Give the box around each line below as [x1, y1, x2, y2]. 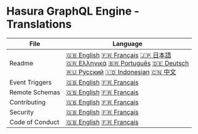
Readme [9, 59, 34, 67]
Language [113, 39, 143, 48]
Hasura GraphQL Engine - [6, 4, 140, 18]
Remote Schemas [9, 87, 60, 96]
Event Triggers [9, 78, 52, 86]
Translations [6, 17, 72, 31]
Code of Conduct [9, 117, 60, 126]
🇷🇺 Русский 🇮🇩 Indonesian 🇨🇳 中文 [66, 67, 176, 76]
